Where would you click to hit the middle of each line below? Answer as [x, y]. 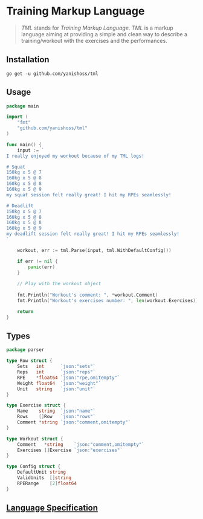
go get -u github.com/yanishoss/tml [52, 74]
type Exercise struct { [36, 405]
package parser [25, 350]
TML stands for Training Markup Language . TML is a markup [97, 28]
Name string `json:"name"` [56, 411]
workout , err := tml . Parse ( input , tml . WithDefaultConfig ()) [94, 250]
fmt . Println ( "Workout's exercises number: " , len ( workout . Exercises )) [108, 300]
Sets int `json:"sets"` [56, 367]
